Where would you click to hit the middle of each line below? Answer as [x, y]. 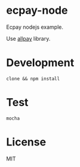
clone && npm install [33, 78]
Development [40, 63]
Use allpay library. [28, 38]
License [26, 142]
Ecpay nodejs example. [35, 27]
